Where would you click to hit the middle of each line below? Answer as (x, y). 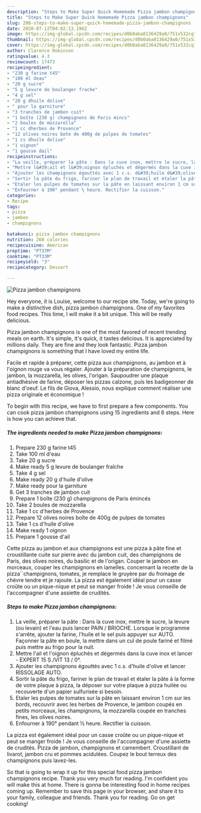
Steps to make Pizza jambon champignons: (62, 606)
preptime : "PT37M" (30, 251)
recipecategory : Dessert (38, 268)
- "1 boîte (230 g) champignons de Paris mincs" (68, 117)
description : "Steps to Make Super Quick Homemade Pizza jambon (88, 12)
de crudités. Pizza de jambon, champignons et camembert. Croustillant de (98, 747)
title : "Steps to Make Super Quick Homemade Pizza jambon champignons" (98, 17)
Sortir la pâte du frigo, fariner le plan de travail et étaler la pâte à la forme (105, 679)
